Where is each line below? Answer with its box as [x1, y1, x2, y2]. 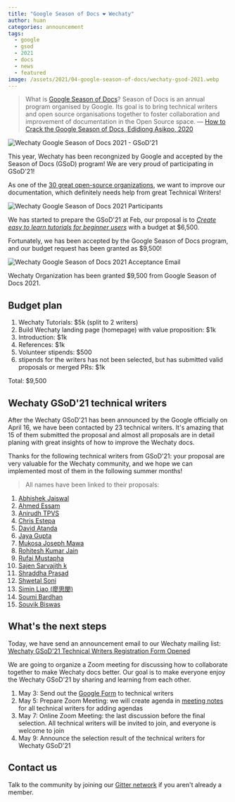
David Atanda [18, 524, 58, 532]
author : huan [8, 17, 46, 24]
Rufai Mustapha [18, 554, 64, 562]
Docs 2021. [8, 279, 41, 287]
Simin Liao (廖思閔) [18, 585, 73, 593]
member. [8, 788, 34, 796]
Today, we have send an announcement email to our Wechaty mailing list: [8, 639, 221, 648]
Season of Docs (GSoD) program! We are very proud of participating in [8, 160, 214, 168]
